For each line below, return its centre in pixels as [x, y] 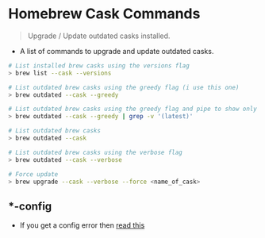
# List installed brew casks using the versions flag [99, 65]
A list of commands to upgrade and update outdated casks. [117, 51]
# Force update [33, 174]
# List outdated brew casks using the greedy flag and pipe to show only [133, 109]
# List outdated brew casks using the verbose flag [95, 152]
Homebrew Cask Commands [104, 14]
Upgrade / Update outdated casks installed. [99, 36]
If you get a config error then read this [82, 225]
